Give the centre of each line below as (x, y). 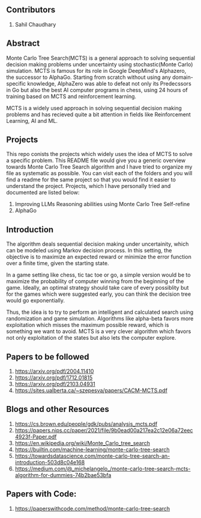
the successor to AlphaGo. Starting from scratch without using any (88, 77)
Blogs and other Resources (58, 409)
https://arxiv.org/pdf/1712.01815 (54, 378)
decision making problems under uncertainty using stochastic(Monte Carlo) (100, 64)
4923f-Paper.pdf (36, 437)
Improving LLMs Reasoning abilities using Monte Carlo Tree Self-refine (102, 204)
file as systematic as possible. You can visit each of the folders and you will (99, 173)
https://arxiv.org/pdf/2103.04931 (55, 384)
